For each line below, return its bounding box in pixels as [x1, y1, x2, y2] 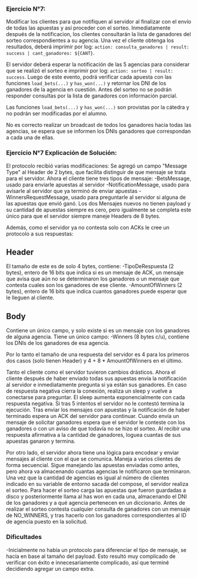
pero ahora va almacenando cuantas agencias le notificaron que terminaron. [6, 468, 191, 475]
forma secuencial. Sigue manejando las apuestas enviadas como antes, [6, 462, 179, 469]
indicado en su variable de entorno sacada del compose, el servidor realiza [6, 481, 189, 488]
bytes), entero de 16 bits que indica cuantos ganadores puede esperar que [6, 288, 187, 295]
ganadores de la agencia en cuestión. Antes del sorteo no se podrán [6, 86, 172, 93]
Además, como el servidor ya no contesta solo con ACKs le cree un [6, 224, 169, 231]
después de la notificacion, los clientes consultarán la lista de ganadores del [6, 31, 191, 38]
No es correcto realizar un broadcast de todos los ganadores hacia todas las [6, 122, 192, 129]
